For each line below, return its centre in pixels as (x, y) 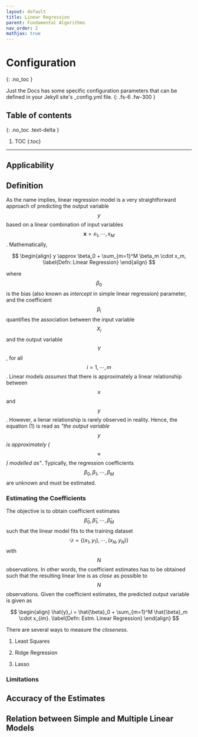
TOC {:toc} (28, 141)
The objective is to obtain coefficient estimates (63, 511)
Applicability (30, 165)
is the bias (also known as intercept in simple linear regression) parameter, (96, 293)
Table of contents (39, 116)
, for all (14, 358)
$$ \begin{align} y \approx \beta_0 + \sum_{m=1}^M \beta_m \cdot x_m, (99, 256)
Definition (24, 185)
